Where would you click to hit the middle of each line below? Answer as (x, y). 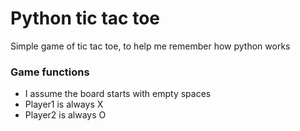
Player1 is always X (64, 104)
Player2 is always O (65, 115)
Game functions (50, 72)
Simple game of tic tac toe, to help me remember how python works (150, 46)
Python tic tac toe (85, 18)
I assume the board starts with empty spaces (118, 94)
